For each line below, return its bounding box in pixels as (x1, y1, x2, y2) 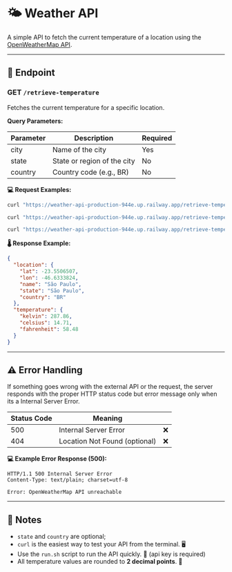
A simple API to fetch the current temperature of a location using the (7, 32, 202, 41)
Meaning (93, 414, 123, 423)
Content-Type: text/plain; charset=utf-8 (7, 477, 128, 484)
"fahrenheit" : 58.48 (19, 325, 79, 332)
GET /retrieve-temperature (7, 88, 99, 97)
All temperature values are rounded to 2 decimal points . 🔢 (17, 557, 183, 566)
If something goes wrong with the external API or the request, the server (7, 383, 213, 391)
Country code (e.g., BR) (52, 167, 129, 177)
